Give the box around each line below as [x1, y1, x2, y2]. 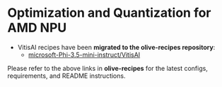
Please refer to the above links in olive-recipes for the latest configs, [7, 64, 209, 72]
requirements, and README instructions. [7, 72, 126, 80]
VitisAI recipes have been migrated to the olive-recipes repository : [17, 43, 216, 51]
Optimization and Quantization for [7, 5, 211, 21]
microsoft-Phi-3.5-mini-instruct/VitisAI [28, 51, 141, 59]
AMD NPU [7, 20, 67, 36]
